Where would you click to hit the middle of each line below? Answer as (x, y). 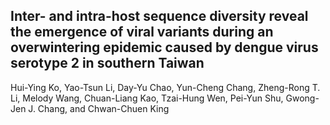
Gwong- (302, 98)
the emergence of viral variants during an (142, 32)
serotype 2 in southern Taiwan (107, 63)
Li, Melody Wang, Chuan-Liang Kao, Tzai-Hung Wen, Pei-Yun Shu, (147, 98)
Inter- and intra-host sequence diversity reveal (159, 16)
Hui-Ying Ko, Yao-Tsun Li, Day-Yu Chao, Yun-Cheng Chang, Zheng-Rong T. (165, 87)
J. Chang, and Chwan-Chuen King (99, 108)
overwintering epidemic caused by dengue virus (164, 47)
